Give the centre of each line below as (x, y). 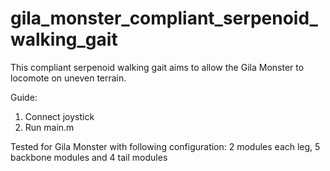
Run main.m (49, 127)
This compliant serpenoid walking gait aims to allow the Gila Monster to (157, 67)
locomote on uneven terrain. (68, 78)
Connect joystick (59, 116)
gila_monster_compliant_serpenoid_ (164, 18)
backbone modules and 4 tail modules (89, 157)
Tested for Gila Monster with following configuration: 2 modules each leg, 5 (165, 146)
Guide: (24, 97)
